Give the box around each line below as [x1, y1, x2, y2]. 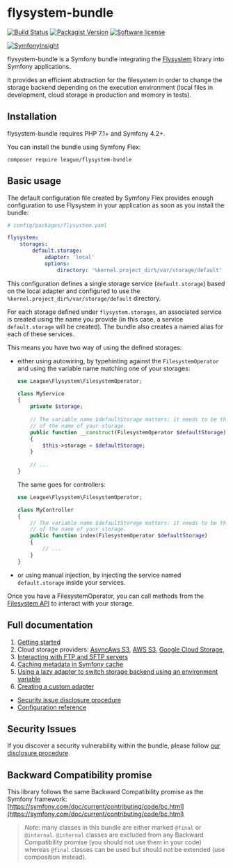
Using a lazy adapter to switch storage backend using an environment [17, 667, 218, 676]
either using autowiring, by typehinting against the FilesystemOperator [17, 356, 219, 365]
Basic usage [7, 175, 61, 187]
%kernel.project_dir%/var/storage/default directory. [7, 294, 161, 302]
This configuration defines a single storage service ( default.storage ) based [7, 279, 225, 287]
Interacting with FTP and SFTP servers [17, 652, 129, 661]
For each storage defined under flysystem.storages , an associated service [7, 308, 223, 316]
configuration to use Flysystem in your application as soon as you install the [7, 200, 225, 210]
